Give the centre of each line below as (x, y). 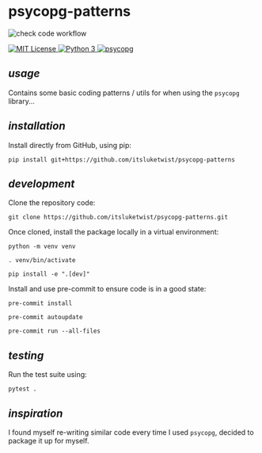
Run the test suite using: (47, 375)
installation (37, 126)
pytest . (23, 389)
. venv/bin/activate (42, 261)
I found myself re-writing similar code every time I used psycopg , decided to (131, 432)
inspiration (36, 413)
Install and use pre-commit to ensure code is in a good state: (107, 289)
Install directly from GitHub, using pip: (70, 145)
